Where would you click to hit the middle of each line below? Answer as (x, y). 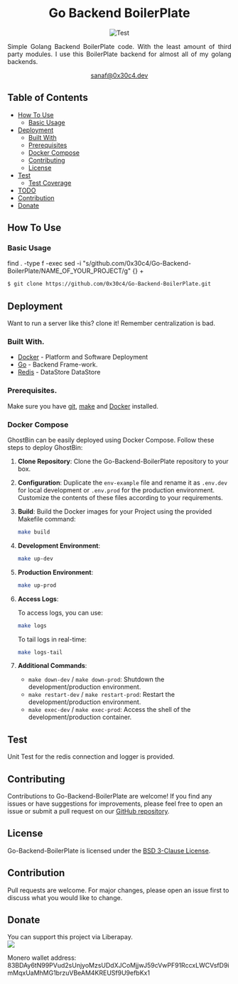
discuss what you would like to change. (65, 897)
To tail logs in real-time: (52, 639)
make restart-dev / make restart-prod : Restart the (102, 695)
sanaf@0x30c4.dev (119, 75)
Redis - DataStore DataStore (59, 372)
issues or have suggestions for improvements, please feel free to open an (115, 804)
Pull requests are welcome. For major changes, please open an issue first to (118, 890)
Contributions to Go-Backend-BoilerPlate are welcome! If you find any (110, 796)
